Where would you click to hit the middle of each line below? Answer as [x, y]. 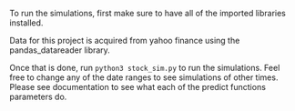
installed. [26, 23]
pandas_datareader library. [60, 50]
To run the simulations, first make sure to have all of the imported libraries [148, 13]
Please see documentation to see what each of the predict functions [138, 87]
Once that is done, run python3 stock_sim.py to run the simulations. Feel [145, 68]
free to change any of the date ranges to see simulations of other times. [144, 77]
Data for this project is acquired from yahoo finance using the [125, 40]
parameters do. [38, 96]
